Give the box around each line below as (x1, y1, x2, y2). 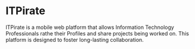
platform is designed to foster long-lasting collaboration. (5, 36, 144, 43)
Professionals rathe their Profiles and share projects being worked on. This (5, 30, 189, 37)
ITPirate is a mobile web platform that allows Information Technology (5, 24, 174, 31)
